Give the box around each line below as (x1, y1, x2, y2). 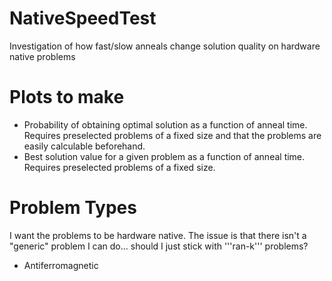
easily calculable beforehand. (23, 140, 146, 152)
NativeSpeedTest (9, 7, 157, 30)
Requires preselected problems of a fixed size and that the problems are (23, 129, 322, 141)
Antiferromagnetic (23, 259, 99, 271)
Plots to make (9, 86, 125, 109)
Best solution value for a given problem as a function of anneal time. (23, 150, 306, 162)
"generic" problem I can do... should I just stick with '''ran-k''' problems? (9, 240, 309, 252)
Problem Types (9, 197, 137, 219)
